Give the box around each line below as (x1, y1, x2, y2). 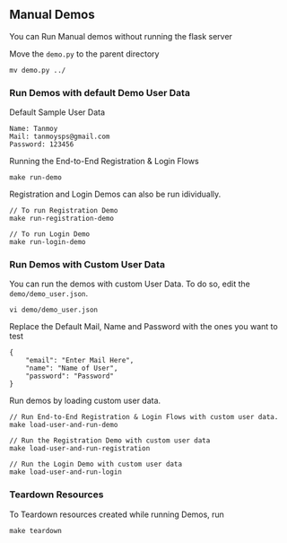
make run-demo (9, 173, 63, 182)
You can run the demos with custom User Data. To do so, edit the (9, 278, 251, 290)
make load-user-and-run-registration (9, 444, 151, 453)
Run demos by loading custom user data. (9, 395, 161, 407)
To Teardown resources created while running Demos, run (9, 509, 224, 520)
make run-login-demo (9, 238, 87, 247)
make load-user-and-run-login (9, 468, 123, 477)
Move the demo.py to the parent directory (9, 48, 160, 59)
